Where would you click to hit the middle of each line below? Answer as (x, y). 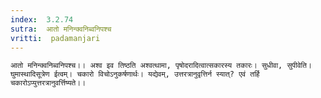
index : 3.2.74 (42, 19)
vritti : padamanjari (55, 38)
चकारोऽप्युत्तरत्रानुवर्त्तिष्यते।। (48, 83)
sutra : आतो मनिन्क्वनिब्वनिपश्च (61, 29)
